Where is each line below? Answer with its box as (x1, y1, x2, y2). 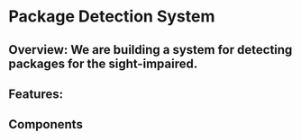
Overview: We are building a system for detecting (8, 42, 293, 57)
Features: (8, 86, 64, 101)
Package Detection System (8, 6, 215, 27)
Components (8, 117, 83, 132)
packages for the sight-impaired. (8, 56, 198, 71)
